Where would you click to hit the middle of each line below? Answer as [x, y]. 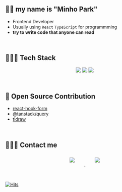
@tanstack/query [30, 114]
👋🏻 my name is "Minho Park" [51, 9]
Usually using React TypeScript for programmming [65, 27]
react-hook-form [30, 109]
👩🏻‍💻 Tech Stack [30, 58]
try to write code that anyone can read [53, 32]
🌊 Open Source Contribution [50, 97]
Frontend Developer [33, 21]
